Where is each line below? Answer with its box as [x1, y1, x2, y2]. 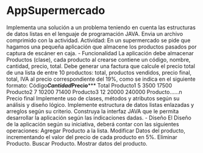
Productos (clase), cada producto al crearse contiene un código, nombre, [6, 56, 191, 63]
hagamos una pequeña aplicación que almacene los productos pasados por [6, 43, 197, 50]
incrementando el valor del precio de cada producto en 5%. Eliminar [6, 133, 178, 140]
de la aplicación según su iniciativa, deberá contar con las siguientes [6, 120, 179, 127]
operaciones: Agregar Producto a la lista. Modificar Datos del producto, [6, 127, 186, 134]
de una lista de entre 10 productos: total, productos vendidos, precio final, [6, 69, 192, 76]
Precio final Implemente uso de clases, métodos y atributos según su [6, 95, 180, 102]
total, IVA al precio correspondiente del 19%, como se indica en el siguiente [6, 75, 196, 83]
